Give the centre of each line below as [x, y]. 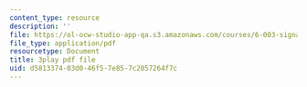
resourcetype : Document [55, 52]
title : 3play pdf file [53, 60]
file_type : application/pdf [63, 43]
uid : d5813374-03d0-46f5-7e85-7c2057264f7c [94, 69]
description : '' [40, 26]
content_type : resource [55, 18]
